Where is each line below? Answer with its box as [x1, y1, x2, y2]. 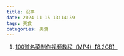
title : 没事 [6, 9, 35, 15]
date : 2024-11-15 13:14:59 [6, 15, 75, 21]
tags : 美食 [6, 20, 32, 26]
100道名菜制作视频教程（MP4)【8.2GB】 [15, 43, 118, 51]
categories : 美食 [6, 26, 49, 32]
